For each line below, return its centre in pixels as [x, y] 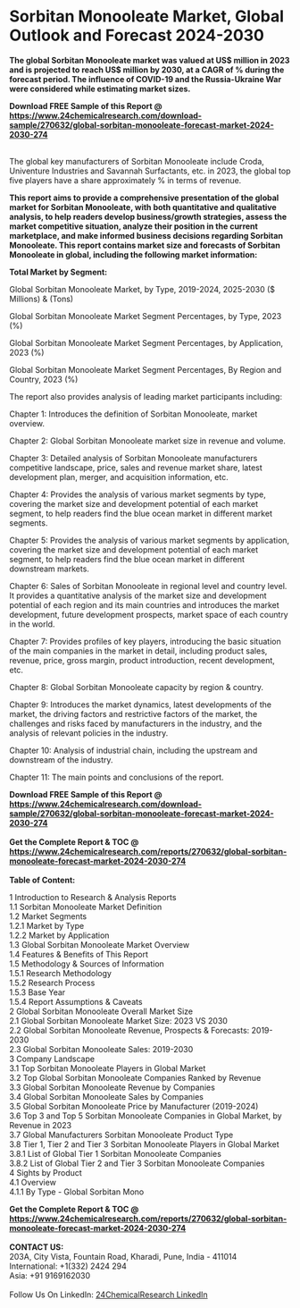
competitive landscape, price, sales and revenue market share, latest [136, 468]
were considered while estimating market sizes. [100, 89]
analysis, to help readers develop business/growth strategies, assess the [148, 216]
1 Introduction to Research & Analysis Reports [93, 897]
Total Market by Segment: [58, 272]
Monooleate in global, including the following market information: [133, 254]
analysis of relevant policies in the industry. [89, 733]
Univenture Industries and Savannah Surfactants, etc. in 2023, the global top [150, 171]
